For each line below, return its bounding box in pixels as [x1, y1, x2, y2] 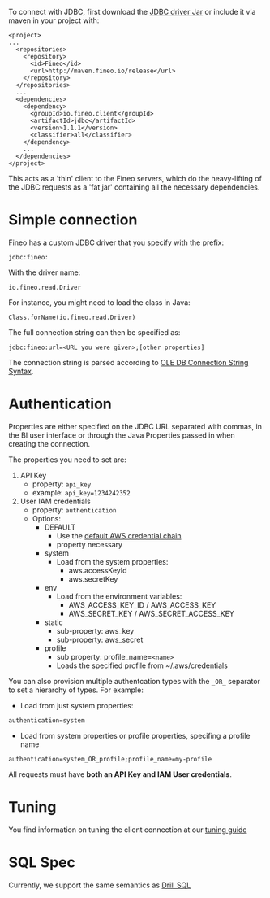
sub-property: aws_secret [56, 634, 144, 644]
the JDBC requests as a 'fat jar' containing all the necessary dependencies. [8, 182, 260, 192]
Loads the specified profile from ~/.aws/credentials [56, 660, 229, 670]
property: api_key [32, 479, 92, 489]
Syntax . [8, 366, 34, 376]
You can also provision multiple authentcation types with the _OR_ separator [8, 676, 261, 686]
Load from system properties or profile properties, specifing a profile [19, 730, 251, 740]
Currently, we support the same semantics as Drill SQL [8, 880, 191, 890]
